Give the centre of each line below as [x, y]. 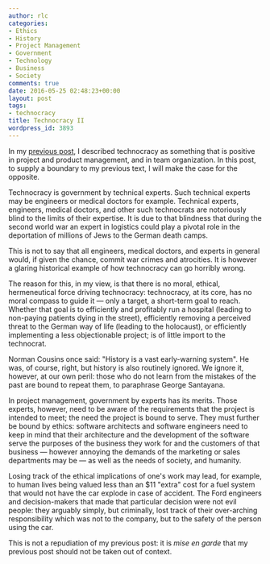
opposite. [24, 176]
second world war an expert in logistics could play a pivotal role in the [124, 226]
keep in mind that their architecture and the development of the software [129, 434]
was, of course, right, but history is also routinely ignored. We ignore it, [126, 367]
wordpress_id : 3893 [41, 128]
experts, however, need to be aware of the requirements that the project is [132, 408]
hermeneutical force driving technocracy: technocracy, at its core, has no [130, 292]
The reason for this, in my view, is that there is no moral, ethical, [114, 284]
